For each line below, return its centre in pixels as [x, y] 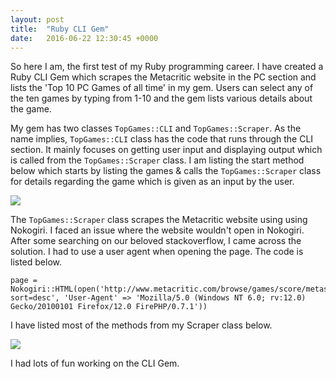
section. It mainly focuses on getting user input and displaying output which [166, 150]
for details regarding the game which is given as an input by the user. [152, 182]
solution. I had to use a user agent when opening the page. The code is [157, 252]
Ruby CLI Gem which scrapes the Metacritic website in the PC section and [163, 77]
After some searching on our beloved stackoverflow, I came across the [156, 241]
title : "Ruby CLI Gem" [60, 29]
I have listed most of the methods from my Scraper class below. [141, 325]
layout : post [37, 19]
